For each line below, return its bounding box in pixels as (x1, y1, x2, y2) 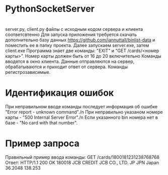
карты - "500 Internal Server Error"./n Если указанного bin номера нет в (5, 114, 158, 120)
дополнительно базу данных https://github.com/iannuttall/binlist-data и (5, 37, 155, 43)
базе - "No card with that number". (5, 120, 78, 126)
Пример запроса (5, 138, 79, 149)
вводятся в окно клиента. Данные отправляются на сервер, (5, 59, 135, 65)
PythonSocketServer (5, 3, 95, 15)
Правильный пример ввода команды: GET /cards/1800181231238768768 (5, 154, 160, 160)
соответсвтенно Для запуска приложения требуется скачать (5, 31, 137, 38)
